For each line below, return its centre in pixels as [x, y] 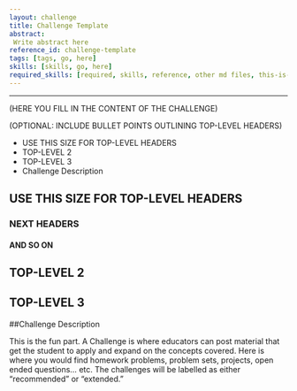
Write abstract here [51, 42]
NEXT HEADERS [44, 224]
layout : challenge [43, 17]
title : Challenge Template [59, 26]
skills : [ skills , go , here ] [61, 67]
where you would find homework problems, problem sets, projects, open [141, 360]
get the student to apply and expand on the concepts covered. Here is [137, 350]
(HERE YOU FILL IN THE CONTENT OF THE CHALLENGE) [114, 108]
